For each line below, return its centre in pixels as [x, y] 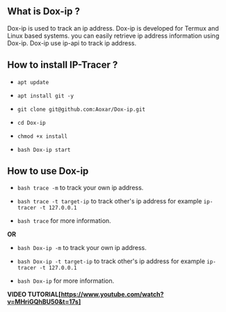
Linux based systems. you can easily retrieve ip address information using [113, 36]
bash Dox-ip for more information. [66, 281]
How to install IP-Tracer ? [63, 65]
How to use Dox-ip [48, 171]
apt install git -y [46, 96]
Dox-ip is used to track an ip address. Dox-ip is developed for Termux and [113, 28]
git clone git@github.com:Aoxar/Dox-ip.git [81, 109]
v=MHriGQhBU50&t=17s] [44, 302]
